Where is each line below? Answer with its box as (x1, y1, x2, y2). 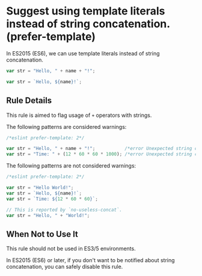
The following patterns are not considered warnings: (6, 162, 136, 169)
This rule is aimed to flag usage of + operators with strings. (6, 111, 152, 119)
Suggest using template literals (6, 4, 165, 18)
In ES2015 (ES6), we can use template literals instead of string (6, 49, 160, 57)
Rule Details (6, 95, 52, 106)
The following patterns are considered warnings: (6, 123, 127, 130)
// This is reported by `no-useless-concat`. (6, 207, 122, 213)
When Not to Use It (6, 229, 78, 239)
